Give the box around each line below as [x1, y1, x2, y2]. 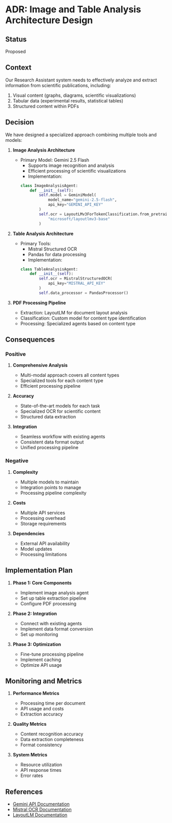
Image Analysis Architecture [12, 147, 75, 153]
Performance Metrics [12, 690, 60, 697]
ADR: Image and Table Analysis [5, 4, 141, 15]
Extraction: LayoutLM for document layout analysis [20, 309, 128, 315]
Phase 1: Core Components [12, 580, 72, 586]
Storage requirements [20, 520, 67, 526]
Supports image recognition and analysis [28, 162, 115, 168]
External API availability [20, 540, 70, 546]
